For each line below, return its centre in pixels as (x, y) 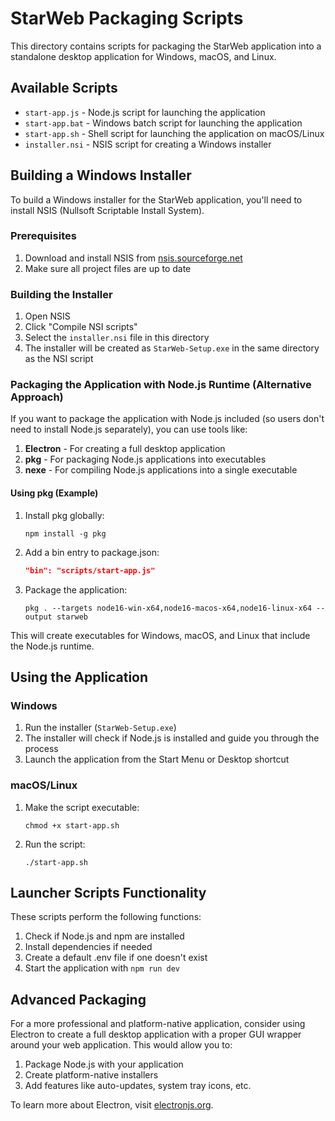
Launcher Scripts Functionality (108, 892)
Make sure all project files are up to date (108, 268)
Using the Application (79, 677)
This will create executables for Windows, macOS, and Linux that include (160, 635)
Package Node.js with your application (104, 1064)
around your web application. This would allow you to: (121, 1045)
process (41, 749)
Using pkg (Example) (54, 493)
